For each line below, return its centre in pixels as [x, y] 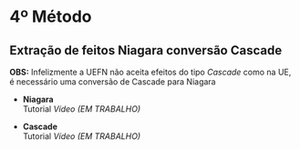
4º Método [51, 17]
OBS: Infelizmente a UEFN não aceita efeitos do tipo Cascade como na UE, [150, 72]
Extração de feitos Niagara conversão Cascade [146, 50]
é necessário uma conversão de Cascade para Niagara [113, 82]
